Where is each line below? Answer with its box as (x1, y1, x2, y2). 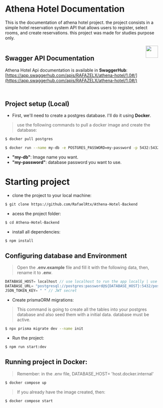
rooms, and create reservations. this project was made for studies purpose (5, 30, 154, 35)
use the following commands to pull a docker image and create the (16, 122, 150, 128)
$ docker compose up (5, 380, 47, 385)
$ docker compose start (5, 398, 53, 403)
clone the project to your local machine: (12, 193, 92, 198)
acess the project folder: (12, 211, 62, 216)
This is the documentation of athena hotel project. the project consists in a (5, 19, 154, 25)
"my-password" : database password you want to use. (12, 160, 122, 165)
